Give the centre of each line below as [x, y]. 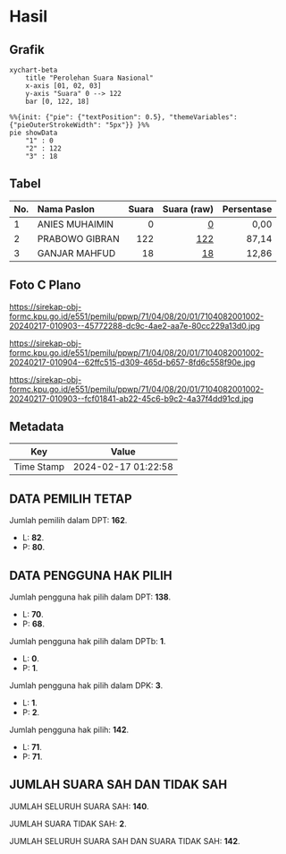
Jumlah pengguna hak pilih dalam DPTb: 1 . [88, 642]
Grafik [27, 50]
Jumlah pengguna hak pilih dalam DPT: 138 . [90, 597]
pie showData [34, 133]
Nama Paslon [66, 209]
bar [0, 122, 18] [58, 101]
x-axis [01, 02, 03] [63, 86]
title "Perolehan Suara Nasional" [89, 78]
